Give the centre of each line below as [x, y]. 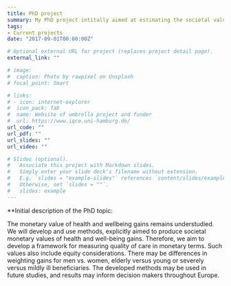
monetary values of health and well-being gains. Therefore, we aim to [106, 239]
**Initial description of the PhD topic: [60, 210]
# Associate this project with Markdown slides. [81, 166]
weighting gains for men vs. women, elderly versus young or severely [106, 260]
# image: [20, 70]
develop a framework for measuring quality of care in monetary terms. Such [115, 245]
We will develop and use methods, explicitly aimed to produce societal [107, 231]
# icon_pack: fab [33, 108]
